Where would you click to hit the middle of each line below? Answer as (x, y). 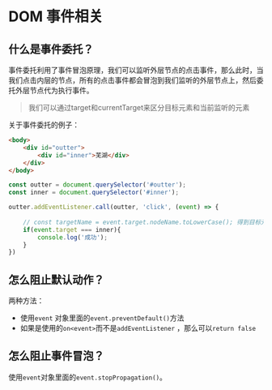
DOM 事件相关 (56, 17)
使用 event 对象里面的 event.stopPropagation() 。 (88, 377)
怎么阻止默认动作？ (56, 279)
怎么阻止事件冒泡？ (56, 356)
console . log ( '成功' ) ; (72, 237)
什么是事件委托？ (51, 49)
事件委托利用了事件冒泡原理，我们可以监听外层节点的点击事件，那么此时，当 (136, 70)
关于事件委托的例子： (44, 125)
